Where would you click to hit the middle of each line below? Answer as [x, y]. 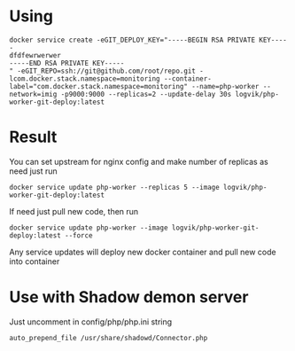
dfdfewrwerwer [35, 55]
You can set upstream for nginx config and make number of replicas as [139, 161]
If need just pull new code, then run [74, 211]
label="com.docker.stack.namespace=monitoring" [99, 86]
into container [35, 261]
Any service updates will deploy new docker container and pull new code [143, 252]
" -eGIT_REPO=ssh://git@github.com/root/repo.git [103, 71]
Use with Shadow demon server [129, 297]
